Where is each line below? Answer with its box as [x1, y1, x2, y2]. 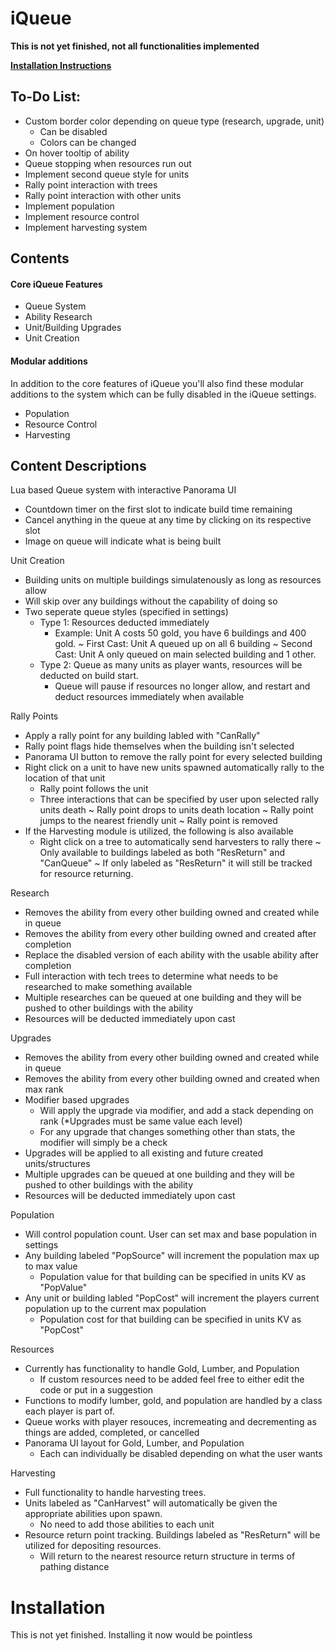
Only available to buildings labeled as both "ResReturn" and [39, 847, 286, 859]
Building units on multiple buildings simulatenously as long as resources [24, 574, 322, 586]
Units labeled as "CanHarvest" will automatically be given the [24, 1497, 278, 1509]
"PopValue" [39, 1282, 88, 1294]
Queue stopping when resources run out [24, 157, 192, 169]
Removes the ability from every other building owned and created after [24, 928, 317, 940]
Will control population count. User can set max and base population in [24, 1228, 318, 1241]
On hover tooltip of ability [24, 147, 130, 159]
